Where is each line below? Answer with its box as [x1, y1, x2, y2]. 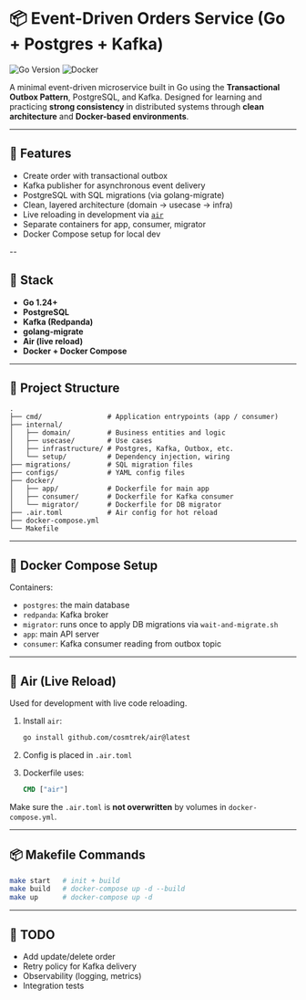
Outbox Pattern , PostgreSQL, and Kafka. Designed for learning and [9, 91, 262, 102]
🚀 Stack [9, 272, 55, 289]
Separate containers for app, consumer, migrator [22, 218, 207, 229]
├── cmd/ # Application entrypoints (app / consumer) [9, 413, 280, 422]
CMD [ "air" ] [22, 784, 68, 794]
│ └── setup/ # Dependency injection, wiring [9, 452, 230, 462]
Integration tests [22, 980, 85, 991]
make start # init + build [9, 876, 120, 885]
